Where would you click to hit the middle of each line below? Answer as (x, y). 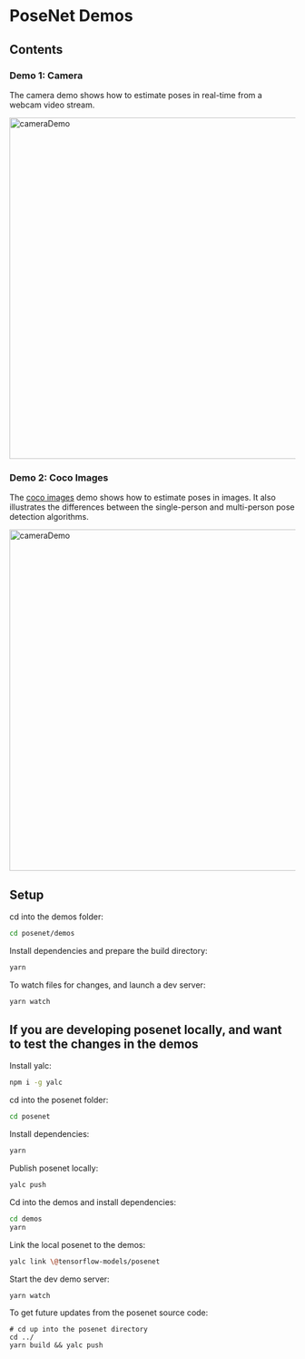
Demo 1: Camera (46, 76)
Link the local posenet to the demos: (78, 1244)
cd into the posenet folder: (59, 1100)
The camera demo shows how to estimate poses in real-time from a (136, 95)
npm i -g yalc (36, 1083)
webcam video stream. (52, 105)
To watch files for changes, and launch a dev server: (108, 985)
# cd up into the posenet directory (79, 1330)
